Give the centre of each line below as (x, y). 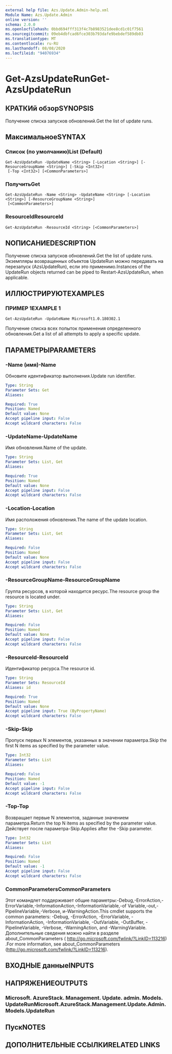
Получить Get (23, 184)
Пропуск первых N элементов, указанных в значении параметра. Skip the (86, 740)
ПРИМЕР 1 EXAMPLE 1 (33, 308)
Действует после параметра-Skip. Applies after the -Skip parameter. (79, 828)
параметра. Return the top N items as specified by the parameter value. (81, 823)
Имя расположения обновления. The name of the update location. (77, 520)
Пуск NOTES (25, 1028)
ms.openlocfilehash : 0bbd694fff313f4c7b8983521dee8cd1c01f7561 (74, 29)
